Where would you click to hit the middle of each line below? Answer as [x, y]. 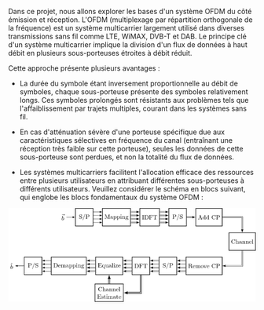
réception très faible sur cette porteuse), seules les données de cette [131, 149]
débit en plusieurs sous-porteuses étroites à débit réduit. [100, 53]
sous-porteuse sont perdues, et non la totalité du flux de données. [126, 157]
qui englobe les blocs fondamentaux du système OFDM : [112, 197]
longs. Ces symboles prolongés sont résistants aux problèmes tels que [134, 100]
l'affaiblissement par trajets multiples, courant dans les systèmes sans [133, 108]
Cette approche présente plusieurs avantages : [84, 68]
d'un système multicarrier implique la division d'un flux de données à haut [128, 45]
